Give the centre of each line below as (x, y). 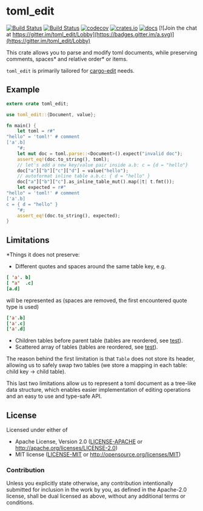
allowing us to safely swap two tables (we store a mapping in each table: (97, 365)
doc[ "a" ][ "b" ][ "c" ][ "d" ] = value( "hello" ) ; (73, 171)
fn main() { (21, 125)
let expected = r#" (42, 188)
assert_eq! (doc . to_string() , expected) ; (69, 216)
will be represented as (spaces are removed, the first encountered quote (97, 300)
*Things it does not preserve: (43, 255)
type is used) (23, 306)
